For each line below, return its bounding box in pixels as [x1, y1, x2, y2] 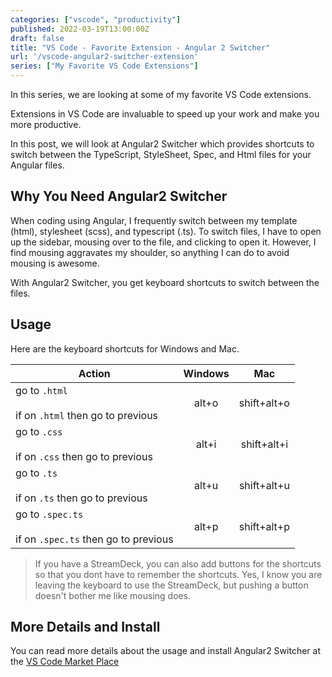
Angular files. [10, 159, 65, 171]
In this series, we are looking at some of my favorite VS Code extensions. [10, 89, 312, 100]
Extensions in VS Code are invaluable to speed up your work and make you [10, 108, 320, 120]
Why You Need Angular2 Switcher [10, 188, 228, 205]
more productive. [10, 119, 82, 130]
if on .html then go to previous [15, 408, 159, 422]
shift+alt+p [238, 519, 291, 533]
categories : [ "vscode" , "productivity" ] [10, 14, 182, 25]
